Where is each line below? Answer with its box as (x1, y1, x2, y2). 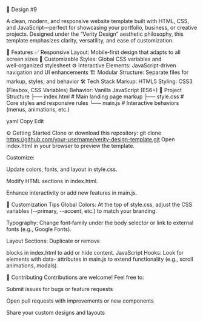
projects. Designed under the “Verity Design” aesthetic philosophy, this (6, 30, 184, 38)
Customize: (6, 154, 35, 161)
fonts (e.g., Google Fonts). (6, 226, 72, 233)
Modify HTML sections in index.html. (6, 178, 98, 184)
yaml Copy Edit (6, 118, 44, 124)
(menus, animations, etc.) (6, 106, 70, 113)
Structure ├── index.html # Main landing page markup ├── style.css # (6, 93, 184, 100)
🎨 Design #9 (6, 6, 38, 13)
